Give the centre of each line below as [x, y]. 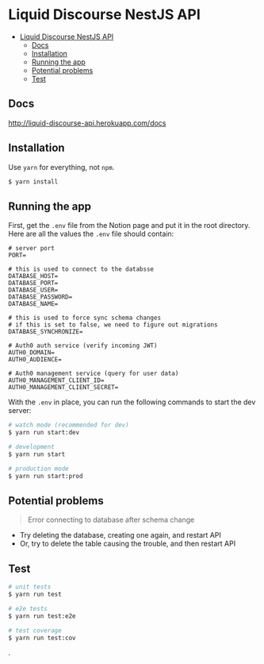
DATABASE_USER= [33, 290]
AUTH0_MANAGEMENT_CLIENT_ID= [56, 380]
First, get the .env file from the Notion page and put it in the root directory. [129, 226]
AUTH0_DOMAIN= [32, 353]
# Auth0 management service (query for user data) [94, 374]
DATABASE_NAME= [33, 304]
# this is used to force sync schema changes [84, 318]
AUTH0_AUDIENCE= [35, 360]
